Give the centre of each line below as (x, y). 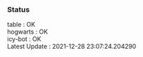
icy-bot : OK (24, 39)
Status (18, 10)
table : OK (21, 25)
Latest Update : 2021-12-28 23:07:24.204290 (72, 47)
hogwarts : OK (28, 32)
